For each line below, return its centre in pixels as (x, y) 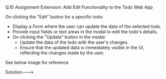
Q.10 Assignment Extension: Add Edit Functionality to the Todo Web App (79, 7)
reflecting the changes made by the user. (62, 53)
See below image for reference (37, 62)
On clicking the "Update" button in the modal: (59, 37)
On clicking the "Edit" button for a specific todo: (54, 17)
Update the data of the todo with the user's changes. (74, 42)
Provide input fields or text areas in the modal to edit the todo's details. (85, 32)
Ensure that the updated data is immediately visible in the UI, (82, 47)
